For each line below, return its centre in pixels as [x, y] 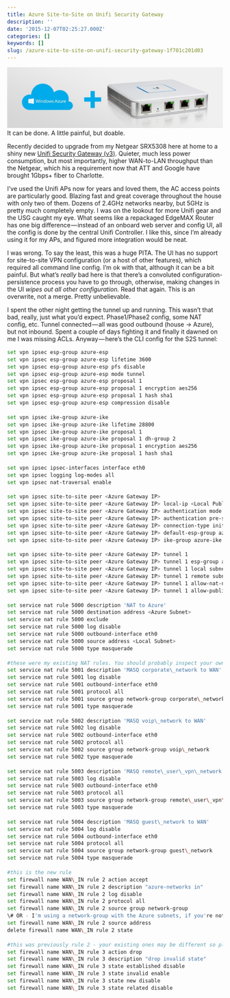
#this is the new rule [39, 872]
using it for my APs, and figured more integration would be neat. [98, 239]
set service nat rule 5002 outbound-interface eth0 [82, 735]
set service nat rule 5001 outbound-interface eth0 [82, 685]
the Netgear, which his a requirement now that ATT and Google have [104, 168]
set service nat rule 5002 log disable [64, 728]
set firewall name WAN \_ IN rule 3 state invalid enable [88, 974]
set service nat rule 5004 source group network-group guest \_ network [110, 851]
